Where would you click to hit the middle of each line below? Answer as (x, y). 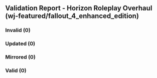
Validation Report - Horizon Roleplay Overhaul (79, 8)
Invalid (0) (18, 30)
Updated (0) (20, 43)
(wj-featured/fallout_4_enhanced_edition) (72, 16)
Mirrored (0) (21, 57)
